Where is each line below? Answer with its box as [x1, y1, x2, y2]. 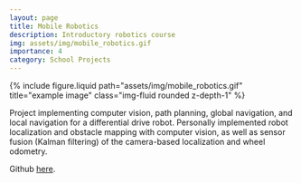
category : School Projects [9, 55, 111, 64]
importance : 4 [9, 47, 63, 56]
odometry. [9, 146, 48, 157]
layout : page [9, 13, 59, 23]
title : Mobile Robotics [9, 22, 99, 31]
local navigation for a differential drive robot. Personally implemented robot [9, 117, 289, 128]
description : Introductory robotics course [9, 30, 176, 39]
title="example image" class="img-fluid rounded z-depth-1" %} [9, 90, 246, 101]
